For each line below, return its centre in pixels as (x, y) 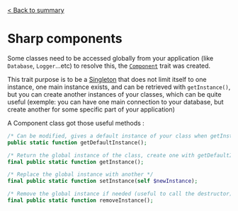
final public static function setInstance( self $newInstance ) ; (103, 181)
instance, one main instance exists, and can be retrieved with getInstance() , (119, 87)
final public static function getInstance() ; (75, 162)
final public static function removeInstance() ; (80, 200)
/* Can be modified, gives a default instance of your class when (107, 136)
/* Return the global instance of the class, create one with (101, 155)
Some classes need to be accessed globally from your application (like (110, 58)
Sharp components (65, 39)
